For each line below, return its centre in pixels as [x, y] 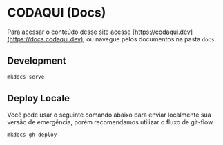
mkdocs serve [26, 77]
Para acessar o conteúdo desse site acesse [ [71, 32]
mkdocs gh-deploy [32, 135]
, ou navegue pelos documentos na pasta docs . [149, 39]
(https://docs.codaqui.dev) [45, 39]
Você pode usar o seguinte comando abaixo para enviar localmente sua [109, 115]
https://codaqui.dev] [164, 32]
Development [37, 61]
